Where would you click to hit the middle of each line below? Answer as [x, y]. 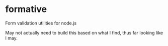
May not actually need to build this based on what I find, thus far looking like [84, 32]
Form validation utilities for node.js [41, 23]
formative [26, 9]
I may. [11, 38]
